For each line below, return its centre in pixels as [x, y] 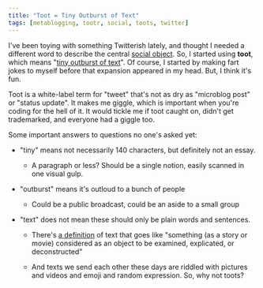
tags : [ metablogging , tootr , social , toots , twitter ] [99, 23]
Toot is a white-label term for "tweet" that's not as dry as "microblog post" [129, 94]
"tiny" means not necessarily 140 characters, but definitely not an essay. [137, 150]
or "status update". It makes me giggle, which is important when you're [124, 103]
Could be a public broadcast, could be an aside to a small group [135, 204]
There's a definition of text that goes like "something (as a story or [139, 234]
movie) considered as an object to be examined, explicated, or [133, 243]
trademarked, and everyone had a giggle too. [82, 119]
